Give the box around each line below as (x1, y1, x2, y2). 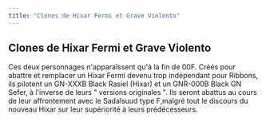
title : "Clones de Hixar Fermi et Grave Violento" (8, 11, 181, 20)
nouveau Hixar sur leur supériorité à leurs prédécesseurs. (8, 104, 198, 114)
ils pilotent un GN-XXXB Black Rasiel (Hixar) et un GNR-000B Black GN (8, 79, 242, 89)
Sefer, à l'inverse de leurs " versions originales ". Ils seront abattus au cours (8, 88, 257, 97)
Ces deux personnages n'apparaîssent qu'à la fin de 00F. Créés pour (8, 62, 236, 72)
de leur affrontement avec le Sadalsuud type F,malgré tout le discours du (8, 96, 248, 106)
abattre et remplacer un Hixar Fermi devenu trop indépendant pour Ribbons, (8, 71, 258, 81)
